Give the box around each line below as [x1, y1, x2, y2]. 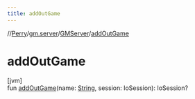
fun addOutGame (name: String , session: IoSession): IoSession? [7, 84, 189, 92]
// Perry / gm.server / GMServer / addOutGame [7, 29, 130, 37]
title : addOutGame [7, 10, 60, 17]
